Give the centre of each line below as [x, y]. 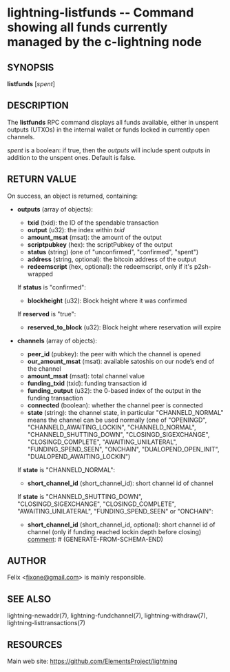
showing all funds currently [87, 27]
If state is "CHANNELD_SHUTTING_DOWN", [80, 496]
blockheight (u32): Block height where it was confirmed [107, 301]
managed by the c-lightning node [104, 42]
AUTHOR [27, 561]
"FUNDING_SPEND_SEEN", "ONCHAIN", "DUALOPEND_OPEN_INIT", [123, 449]
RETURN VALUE [42, 180]
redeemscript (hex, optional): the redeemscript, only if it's [110, 266]
